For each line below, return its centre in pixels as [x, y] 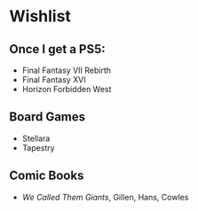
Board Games [48, 117]
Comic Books [47, 176]
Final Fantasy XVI [54, 80]
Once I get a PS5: [58, 49]
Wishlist [40, 16]
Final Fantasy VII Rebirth [67, 70]
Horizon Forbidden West [67, 89]
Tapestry [38, 147]
